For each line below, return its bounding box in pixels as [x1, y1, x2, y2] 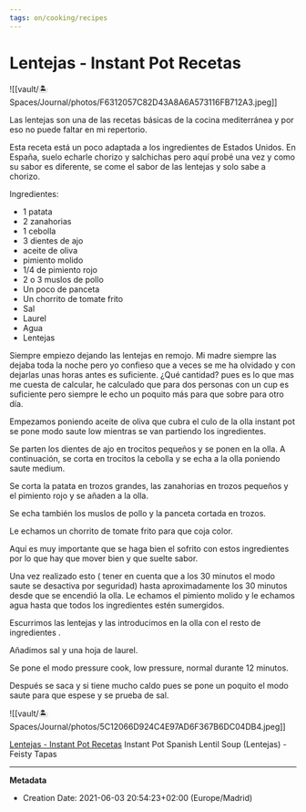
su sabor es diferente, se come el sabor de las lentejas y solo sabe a [9, 161, 266, 172]
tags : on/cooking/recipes [9, 13, 107, 23]
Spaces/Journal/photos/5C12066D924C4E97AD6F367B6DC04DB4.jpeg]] [9, 721, 286, 732]
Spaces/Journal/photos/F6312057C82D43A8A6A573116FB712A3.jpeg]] [9, 97, 278, 108]
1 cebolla [22, 225, 56, 236]
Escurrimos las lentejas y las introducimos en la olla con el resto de [9, 617, 261, 628]
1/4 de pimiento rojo [22, 264, 98, 275]
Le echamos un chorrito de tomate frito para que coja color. [9, 526, 234, 536]
